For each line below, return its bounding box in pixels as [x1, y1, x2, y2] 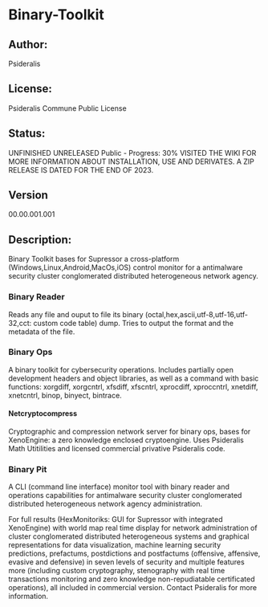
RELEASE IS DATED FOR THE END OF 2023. [8, 165, 154, 174]
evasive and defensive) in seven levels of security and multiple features [8, 557, 245, 567]
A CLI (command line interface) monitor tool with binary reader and [8, 482, 230, 491]
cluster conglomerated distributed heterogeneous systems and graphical [8, 532, 250, 541]
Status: [8, 127, 46, 141]
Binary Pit [8, 463, 47, 475]
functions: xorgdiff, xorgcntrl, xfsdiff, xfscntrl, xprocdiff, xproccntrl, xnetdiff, [8, 381, 258, 391]
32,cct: [8, 318, 32, 328]
